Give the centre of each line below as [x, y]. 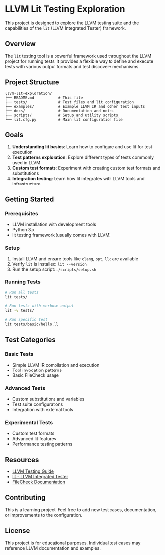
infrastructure [26, 184]
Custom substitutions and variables [48, 399]
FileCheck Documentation [39, 482]
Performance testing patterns [42, 444]
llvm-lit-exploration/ [28, 93]
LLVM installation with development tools [54, 224]
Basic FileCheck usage [36, 375]
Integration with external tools [43, 409]
